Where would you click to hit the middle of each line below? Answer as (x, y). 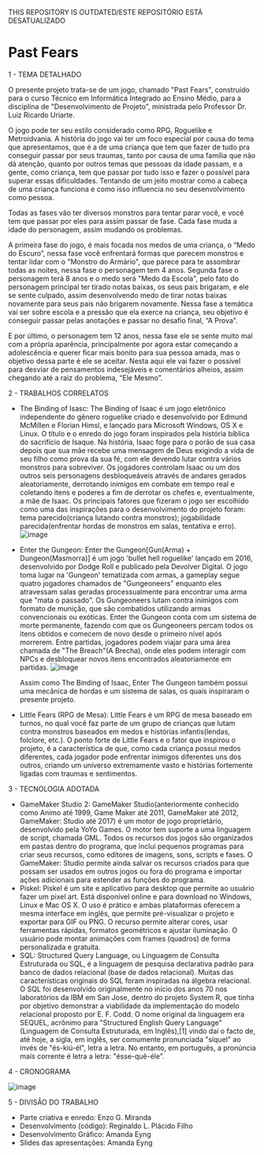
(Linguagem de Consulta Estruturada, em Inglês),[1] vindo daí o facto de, (138, 1031)
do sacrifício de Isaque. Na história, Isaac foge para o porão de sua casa (138, 442)
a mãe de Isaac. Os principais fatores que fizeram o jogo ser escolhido (134, 500)
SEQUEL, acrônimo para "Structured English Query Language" (121, 1022)
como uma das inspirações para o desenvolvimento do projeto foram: (132, 509)
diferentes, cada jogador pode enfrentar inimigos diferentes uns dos (130, 757)
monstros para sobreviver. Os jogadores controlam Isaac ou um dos (130, 467)
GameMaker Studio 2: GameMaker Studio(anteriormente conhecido (129, 804)
